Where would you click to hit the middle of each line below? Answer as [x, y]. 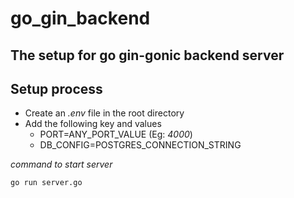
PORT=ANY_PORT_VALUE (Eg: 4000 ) [116, 134]
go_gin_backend [80, 18]
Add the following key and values [93, 124]
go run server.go [46, 183]
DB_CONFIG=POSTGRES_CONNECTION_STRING [140, 145]
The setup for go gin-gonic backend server [147, 55]
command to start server [61, 164]
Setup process [56, 88]
